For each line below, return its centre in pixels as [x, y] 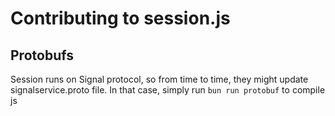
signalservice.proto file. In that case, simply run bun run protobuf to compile [168, 90]
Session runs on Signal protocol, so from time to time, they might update [159, 79]
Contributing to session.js [120, 18]
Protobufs [42, 55]
